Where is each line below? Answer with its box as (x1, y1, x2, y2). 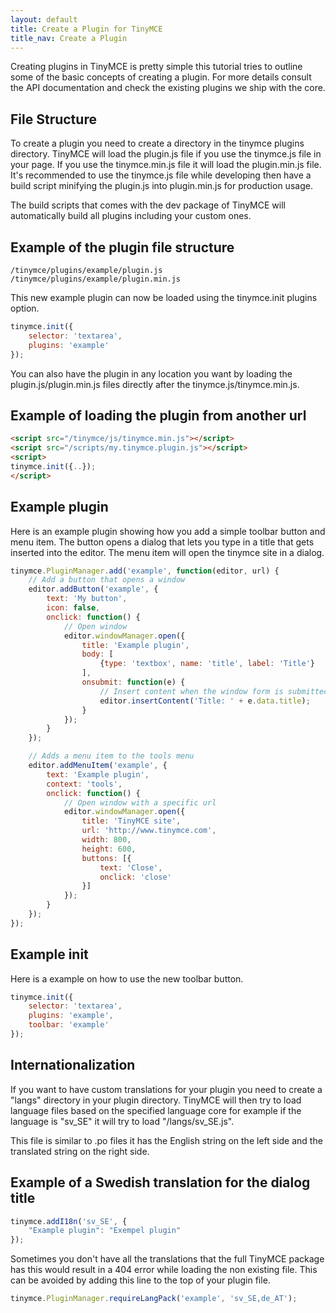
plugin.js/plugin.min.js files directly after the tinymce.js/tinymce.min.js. (10, 378, 300, 390)
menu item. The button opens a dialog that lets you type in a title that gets (10, 536, 315, 548)
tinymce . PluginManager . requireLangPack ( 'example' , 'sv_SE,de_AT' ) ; (10, 1294, 298, 1304)
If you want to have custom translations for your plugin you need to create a (10, 1083, 323, 1095)
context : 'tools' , (46, 779, 123, 789)
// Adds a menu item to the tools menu (28, 751, 195, 761)
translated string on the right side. (10, 1145, 150, 1157)
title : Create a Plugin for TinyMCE (10, 24, 163, 34)
